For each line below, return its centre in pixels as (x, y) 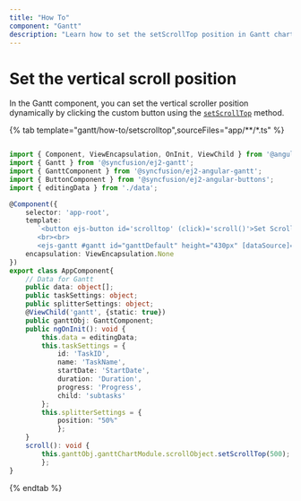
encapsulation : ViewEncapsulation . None (100, 254)
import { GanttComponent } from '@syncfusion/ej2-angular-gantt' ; (136, 171)
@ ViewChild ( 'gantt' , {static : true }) (96, 313)
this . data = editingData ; (90, 337)
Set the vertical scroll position (123, 78)
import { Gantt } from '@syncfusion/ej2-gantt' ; (102, 163)
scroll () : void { (58, 446)
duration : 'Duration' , (99, 379)
